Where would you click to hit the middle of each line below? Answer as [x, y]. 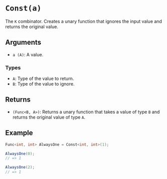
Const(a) [23, 8]
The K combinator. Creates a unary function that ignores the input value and [84, 21]
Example [19, 133]
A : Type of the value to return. [43, 78]
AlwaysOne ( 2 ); [20, 167]
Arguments [23, 42]
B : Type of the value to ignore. [44, 84]
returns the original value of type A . [49, 117]
